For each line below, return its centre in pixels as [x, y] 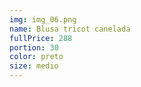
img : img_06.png [43, 19]
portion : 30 [34, 47]
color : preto [36, 57]
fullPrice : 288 [41, 38]
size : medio [34, 66]
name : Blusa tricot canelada [70, 29]
